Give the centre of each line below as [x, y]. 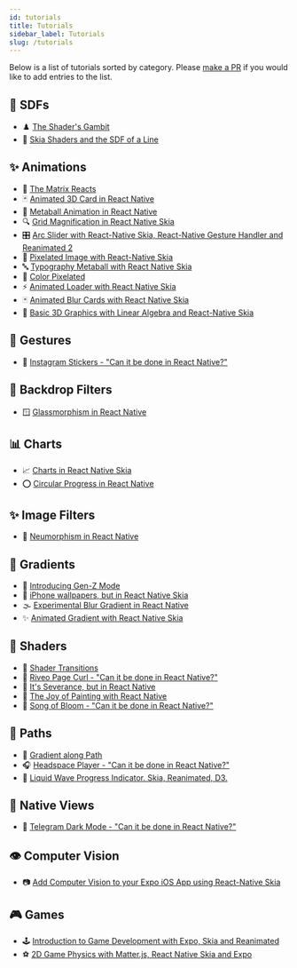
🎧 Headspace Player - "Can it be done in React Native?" [126, 765]
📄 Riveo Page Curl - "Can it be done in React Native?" [120, 677]
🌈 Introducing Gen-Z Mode [71, 585]
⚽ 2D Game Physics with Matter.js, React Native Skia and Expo [137, 954]
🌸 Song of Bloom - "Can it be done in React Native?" [118, 705]
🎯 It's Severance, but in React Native [89, 686]
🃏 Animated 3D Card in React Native [88, 198]
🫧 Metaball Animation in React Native [90, 211]
